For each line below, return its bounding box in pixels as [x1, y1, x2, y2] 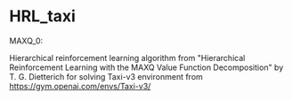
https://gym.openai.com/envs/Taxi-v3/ [9, 81, 151, 91]
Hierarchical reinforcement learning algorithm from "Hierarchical [9, 52, 246, 63]
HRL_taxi [9, 6, 76, 27]
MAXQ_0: [9, 35, 44, 46]
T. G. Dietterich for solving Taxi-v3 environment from [9, 71, 203, 81]
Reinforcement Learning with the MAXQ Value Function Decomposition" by [9, 62, 284, 73]
